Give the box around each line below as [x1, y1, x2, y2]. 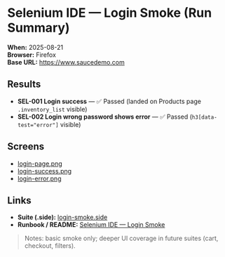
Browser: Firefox [7, 51, 56, 59]
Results [7, 79, 41, 91]
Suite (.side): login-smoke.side [17, 213, 108, 222]
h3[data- [191, 114, 217, 121]
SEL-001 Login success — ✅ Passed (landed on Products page [17, 97, 202, 105]
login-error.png [17, 174, 62, 183]
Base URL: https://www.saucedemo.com [7, 58, 125, 66]
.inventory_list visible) [17, 105, 88, 113]
